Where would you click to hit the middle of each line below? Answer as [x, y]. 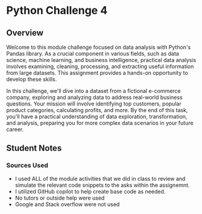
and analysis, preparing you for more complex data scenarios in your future [100, 123]
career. [15, 129]
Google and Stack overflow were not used [67, 204]
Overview [25, 33]
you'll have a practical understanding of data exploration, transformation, [97, 116]
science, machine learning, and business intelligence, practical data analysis [101, 60]
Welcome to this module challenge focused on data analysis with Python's [99, 47]
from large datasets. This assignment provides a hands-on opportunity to [97, 73]
